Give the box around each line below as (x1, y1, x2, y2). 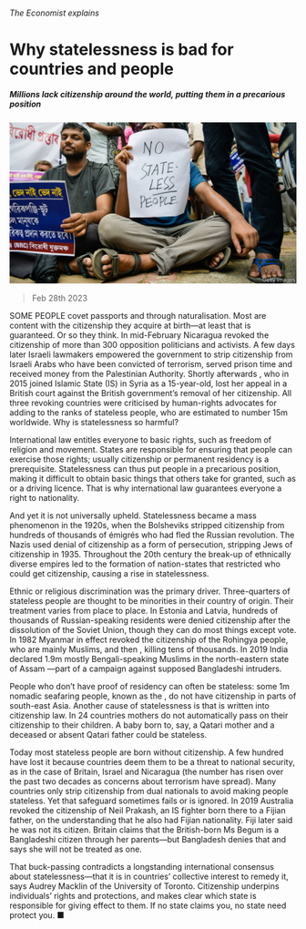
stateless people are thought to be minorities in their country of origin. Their (9, 596, 294, 607)
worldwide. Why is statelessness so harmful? (9, 417, 179, 428)
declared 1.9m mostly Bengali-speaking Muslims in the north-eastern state (9, 654, 290, 665)
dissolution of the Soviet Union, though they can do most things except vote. (9, 625, 297, 636)
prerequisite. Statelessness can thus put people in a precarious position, (9, 464, 280, 475)
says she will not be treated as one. (9, 843, 143, 855)
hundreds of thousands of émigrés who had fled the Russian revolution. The (9, 529, 295, 541)
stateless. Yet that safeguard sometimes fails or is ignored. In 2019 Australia (9, 795, 294, 806)
